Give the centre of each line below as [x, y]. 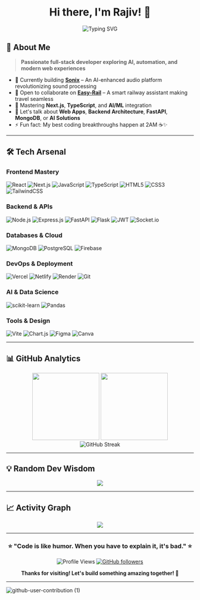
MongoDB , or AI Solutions [47, 118]
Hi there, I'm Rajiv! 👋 [100, 12]
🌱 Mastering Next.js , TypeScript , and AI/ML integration [83, 105]
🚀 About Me [28, 47]
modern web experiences [53, 68]
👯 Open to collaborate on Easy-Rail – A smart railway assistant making [101, 93]
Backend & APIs [29, 207]
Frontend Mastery [33, 172]
